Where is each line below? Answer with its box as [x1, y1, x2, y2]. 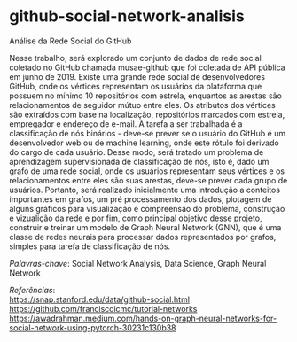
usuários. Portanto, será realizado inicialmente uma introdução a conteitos [9, 184, 281, 195]
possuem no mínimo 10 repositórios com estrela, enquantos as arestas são [9, 90, 282, 101]
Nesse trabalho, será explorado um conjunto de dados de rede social [9, 52, 262, 63]
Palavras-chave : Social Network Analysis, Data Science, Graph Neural [9, 258, 267, 268]
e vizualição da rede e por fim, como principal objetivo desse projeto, [9, 213, 263, 223]
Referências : [9, 284, 56, 295]
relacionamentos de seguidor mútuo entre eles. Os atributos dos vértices [9, 99, 277, 110]
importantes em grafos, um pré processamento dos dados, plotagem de [9, 193, 272, 205]
